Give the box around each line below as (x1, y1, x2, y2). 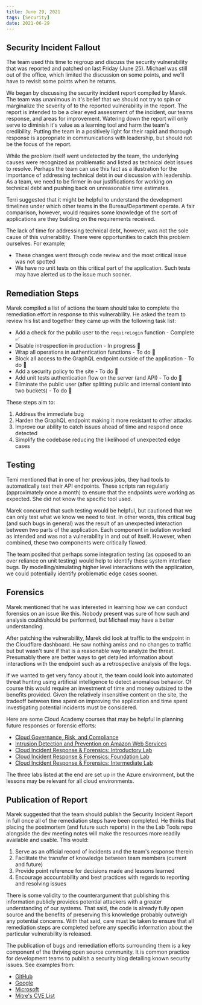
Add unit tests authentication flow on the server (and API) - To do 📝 (14, 374, 183, 381)
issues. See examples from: (6, 961, 75, 969)
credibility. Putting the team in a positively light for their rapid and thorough (6, 128, 192, 135)
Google (14, 979, 34, 987)
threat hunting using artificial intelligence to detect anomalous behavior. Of (6, 678, 192, 685)
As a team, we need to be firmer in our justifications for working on (6, 178, 173, 185)
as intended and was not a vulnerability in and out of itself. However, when (6, 532, 191, 540)
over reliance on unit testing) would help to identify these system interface (6, 557, 191, 564)
